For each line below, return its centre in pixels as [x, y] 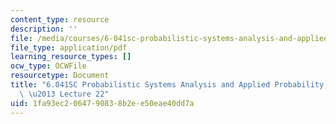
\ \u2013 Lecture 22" [64, 94]
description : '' [44, 29]
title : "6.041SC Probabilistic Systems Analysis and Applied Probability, [169, 85]
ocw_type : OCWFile [48, 66]
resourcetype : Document [60, 76]
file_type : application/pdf [69, 47]
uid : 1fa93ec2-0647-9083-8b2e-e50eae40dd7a [102, 103]
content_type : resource [60, 19]
